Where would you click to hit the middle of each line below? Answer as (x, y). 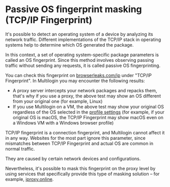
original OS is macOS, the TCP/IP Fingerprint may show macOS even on (88, 117)
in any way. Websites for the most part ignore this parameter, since (76, 138)
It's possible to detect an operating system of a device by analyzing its (79, 34)
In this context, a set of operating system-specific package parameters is (82, 55)
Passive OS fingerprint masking (74, 9)
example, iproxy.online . (30, 179)
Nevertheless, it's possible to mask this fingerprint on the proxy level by (80, 168)
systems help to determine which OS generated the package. (69, 45)
